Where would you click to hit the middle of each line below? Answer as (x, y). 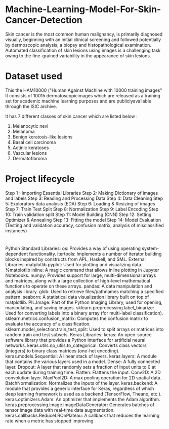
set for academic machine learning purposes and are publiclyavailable (78, 101)
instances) (16, 230)
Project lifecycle (40, 179)
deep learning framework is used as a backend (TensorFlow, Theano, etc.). (83, 394)
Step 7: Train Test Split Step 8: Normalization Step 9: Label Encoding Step (82, 209)
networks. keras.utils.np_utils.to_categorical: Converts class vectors (76, 345)
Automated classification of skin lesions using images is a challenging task (83, 50)
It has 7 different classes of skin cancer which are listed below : (71, 116)
